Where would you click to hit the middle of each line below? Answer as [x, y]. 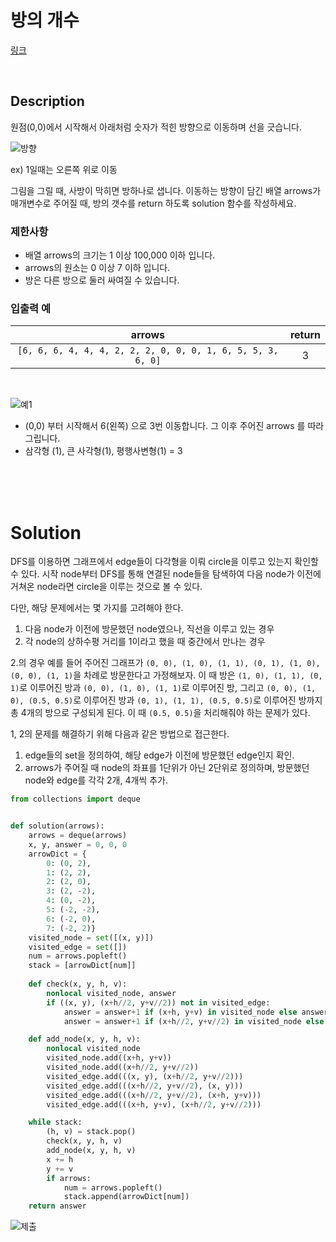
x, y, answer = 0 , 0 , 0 [78, 844]
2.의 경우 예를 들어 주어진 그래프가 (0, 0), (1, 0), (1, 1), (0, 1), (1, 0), [165, 663]
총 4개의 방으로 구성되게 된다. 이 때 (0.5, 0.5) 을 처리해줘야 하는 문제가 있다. [160, 713]
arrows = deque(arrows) [78, 836]
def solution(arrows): [57, 826]
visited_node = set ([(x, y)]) [91, 937]
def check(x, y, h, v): [78, 984]
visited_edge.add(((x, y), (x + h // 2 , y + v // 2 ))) [145, 1076]
